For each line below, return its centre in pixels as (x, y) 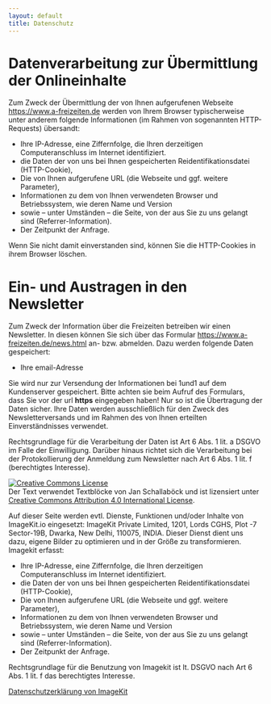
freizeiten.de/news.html (48, 343)
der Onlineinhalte (68, 80)
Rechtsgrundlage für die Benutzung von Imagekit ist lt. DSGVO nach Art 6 (130, 668)
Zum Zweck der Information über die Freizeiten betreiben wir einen (120, 326)
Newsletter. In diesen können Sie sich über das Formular (102, 335)
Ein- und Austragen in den (98, 287)
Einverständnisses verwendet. (58, 426)
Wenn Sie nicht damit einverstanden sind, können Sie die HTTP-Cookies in (132, 245)
